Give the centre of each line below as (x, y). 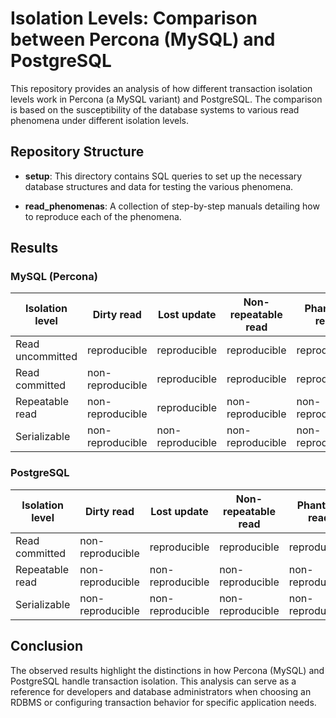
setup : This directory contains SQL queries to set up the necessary (163, 176)
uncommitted (46, 357)
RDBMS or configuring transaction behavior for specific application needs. (163, 702)
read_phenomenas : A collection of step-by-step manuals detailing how (172, 206)
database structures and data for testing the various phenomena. (159, 186)
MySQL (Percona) (54, 277)
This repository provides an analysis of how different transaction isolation (161, 88)
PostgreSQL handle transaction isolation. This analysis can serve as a (153, 681)
